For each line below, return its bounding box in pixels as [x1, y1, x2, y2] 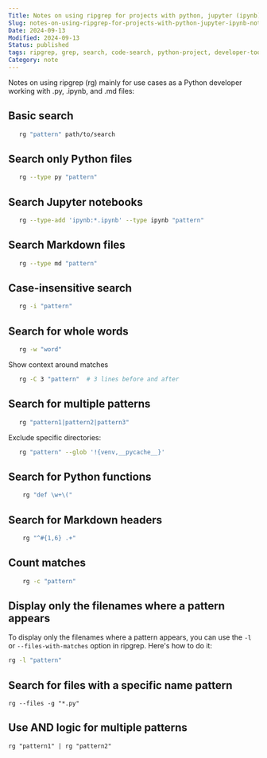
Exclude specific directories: [8, 432, 102, 442]
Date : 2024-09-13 [8, 26, 66, 34]
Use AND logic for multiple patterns [8, 721, 188, 735]
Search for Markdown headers [8, 513, 163, 527]
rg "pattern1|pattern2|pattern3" [18, 418, 130, 426]
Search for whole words [8, 324, 129, 338]
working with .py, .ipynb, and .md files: [8, 86, 135, 95]
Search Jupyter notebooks [8, 195, 143, 209]
